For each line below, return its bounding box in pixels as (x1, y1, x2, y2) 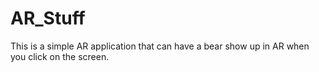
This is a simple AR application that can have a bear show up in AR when (10, 40, 310, 52)
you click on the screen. (10, 50, 110, 62)
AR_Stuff (10, 7, 86, 30)
